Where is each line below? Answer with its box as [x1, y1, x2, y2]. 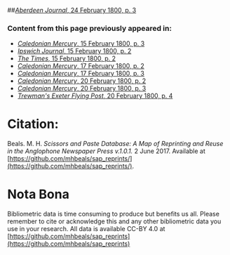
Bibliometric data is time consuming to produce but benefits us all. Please [7, 210, 219, 218]
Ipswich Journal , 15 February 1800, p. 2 [17, 47, 132, 55]
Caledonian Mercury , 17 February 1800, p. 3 [17, 70, 145, 78]
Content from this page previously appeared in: [7, 23, 172, 33]
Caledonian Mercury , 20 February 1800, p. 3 [17, 84, 147, 93]
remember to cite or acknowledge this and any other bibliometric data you [7, 217, 222, 225]
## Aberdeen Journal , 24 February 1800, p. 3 [7, 6, 137, 14]
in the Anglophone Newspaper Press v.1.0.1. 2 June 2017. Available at [7, 147, 205, 155]
